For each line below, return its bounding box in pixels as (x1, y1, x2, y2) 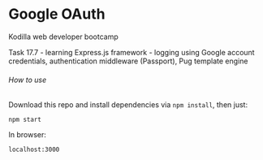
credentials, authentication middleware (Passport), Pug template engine (8, 56, 248, 66)
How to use (8, 75, 47, 84)
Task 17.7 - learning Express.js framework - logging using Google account (8, 47, 255, 57)
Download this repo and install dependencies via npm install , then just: (8, 100, 248, 110)
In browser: (8, 130, 47, 140)
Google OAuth (8, 5, 106, 24)
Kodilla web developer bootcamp (8, 32, 119, 41)
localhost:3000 (8, 145, 60, 154)
